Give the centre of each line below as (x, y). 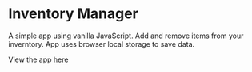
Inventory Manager (73, 14)
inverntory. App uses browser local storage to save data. (102, 44)
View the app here (38, 59)
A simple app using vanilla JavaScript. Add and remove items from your (126, 36)
